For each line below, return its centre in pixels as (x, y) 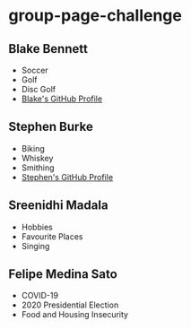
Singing (35, 246)
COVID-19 (40, 296)
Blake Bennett (48, 49)
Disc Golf (39, 89)
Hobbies (37, 227)
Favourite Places (52, 236)
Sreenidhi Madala (58, 206)
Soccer (35, 70)
